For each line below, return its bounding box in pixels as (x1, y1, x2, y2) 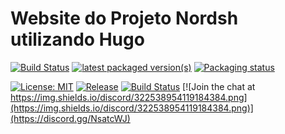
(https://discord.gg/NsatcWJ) (10, 112, 131, 124)
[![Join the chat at (182, 80, 256, 92)
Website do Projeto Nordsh (10, 7, 239, 30)
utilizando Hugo (10, 28, 145, 51)
